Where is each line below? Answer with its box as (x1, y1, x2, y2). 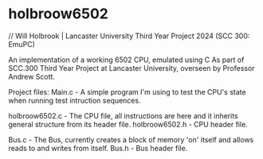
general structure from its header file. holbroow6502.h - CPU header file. (8, 119, 249, 129)
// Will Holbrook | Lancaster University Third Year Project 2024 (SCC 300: (8, 31, 250, 41)
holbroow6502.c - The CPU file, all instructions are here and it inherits (8, 111, 238, 120)
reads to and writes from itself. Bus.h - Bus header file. (8, 143, 188, 153)
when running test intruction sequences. (8, 95, 141, 105)
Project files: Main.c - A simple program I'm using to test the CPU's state (8, 87, 246, 96)
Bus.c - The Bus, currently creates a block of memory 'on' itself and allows (8, 134, 254, 144)
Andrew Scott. (8, 72, 56, 81)
